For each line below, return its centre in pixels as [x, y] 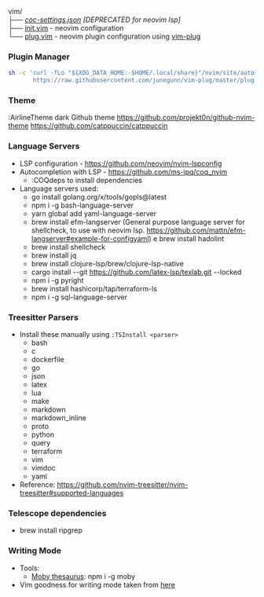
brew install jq [54, 255]
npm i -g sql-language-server [79, 297]
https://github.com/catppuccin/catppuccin [99, 126]
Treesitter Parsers [43, 317]
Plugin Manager [39, 57]
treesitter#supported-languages [71, 493]
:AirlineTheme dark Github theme [62, 118]
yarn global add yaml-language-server [94, 213]
